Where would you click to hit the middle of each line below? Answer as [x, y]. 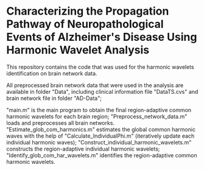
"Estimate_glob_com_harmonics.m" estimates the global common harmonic [101, 129]
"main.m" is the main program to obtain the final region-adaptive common [99, 110]
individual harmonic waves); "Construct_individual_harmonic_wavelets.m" [99, 142]
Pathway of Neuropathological [85, 24]
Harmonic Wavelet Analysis [78, 50]
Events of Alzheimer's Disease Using [102, 37]
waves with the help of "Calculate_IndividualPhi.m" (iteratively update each [100, 136]
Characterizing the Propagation [88, 11]
